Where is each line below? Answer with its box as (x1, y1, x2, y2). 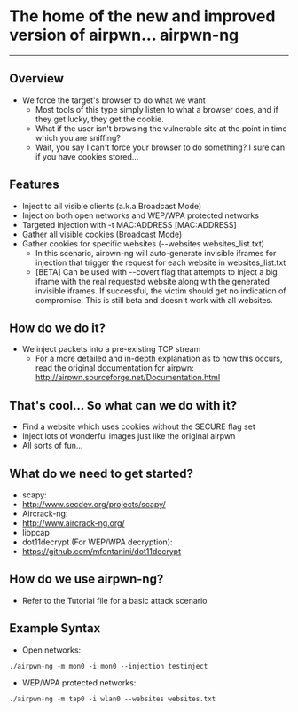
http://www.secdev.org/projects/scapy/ (21, 499, 166, 509)
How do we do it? (9, 320, 106, 335)
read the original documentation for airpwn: (35, 363, 195, 373)
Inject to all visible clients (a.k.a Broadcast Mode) (21, 200, 202, 211)
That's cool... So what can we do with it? (9, 397, 238, 413)
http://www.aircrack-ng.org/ (21, 518, 126, 528)
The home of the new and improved (9, 6, 276, 27)
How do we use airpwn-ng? (9, 572, 164, 587)
